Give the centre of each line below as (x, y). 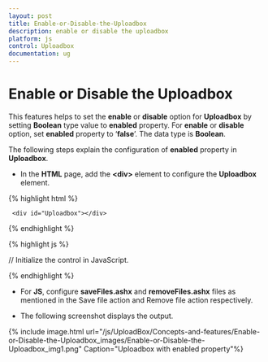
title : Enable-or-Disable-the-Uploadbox (78, 24)
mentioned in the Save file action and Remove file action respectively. (136, 300)
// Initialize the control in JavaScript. (69, 260)
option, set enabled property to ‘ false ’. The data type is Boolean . (117, 133)
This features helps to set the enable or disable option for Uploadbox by (130, 116)
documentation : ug (39, 54)
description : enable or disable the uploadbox (89, 31)
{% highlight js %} (39, 244)
